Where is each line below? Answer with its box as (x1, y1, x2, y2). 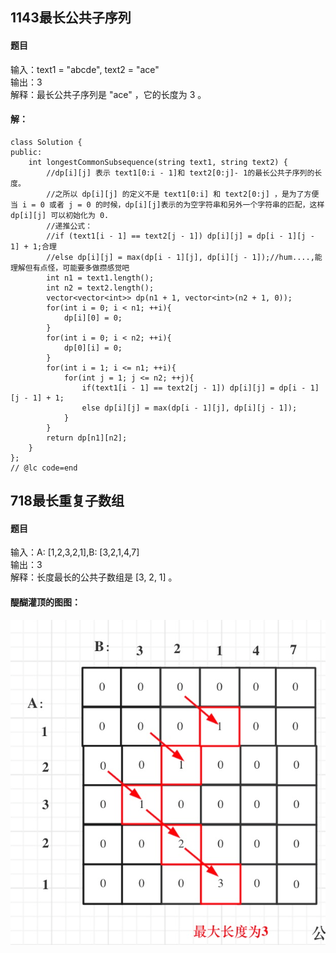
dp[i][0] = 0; (63, 313, 123, 323)
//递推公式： (46, 221, 93, 231)
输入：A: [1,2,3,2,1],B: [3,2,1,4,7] (10, 546, 140, 558)
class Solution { (10, 137, 83, 147)
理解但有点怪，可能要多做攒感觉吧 (10, 263, 130, 273)
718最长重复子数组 (10, 493, 125, 510)
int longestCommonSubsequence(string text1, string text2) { (28, 157, 288, 167)
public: (10, 147, 43, 157)
